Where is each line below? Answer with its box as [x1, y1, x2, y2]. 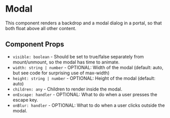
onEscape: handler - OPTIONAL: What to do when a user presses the [12, 91, 158, 97]
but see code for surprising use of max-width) [12, 70, 110, 76]
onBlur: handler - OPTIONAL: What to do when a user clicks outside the [12, 102, 165, 108]
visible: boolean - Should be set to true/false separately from [12, 53, 144, 60]
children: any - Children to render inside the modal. [12, 86, 123, 92]
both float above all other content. [5, 25, 76, 31]
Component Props [5, 40, 65, 49]
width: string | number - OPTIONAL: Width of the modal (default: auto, [12, 64, 164, 70]
